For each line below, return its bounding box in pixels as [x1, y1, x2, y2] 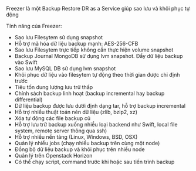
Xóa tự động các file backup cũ [14, 115, 91, 122]
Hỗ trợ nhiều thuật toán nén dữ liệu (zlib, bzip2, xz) [14, 108, 138, 115]
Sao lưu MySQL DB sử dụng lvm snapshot [14, 65, 116, 72]
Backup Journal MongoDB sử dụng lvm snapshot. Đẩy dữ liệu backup [14, 53, 183, 59]
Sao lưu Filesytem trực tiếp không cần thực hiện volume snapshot [14, 46, 174, 53]
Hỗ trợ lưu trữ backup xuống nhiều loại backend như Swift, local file [14, 121, 178, 128]
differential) [14, 96, 43, 103]
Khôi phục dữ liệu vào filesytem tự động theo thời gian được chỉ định [14, 71, 180, 78]
